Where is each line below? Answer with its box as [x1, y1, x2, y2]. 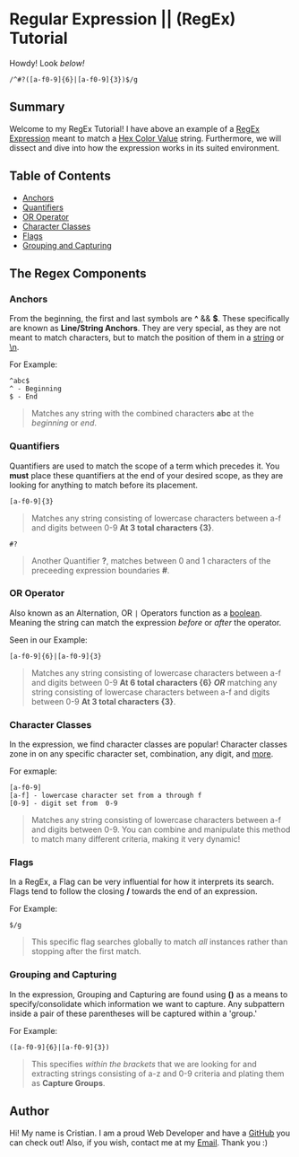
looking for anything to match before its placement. [9, 479, 199, 490]
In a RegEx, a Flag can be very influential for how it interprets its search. [9, 876, 275, 888]
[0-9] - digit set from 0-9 [9, 799, 118, 808]
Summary [9, 100, 65, 115]
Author [9, 1104, 49, 1119]
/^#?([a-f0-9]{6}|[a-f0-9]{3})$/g [9, 75, 139, 84]
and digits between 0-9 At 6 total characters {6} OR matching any [30, 677, 278, 688]
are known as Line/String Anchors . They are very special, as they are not [9, 323, 281, 334]
